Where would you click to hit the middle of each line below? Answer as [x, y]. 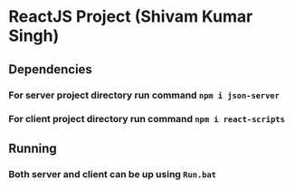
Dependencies [50, 69]
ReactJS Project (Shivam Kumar [131, 17]
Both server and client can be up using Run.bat [113, 174]
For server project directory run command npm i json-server [144, 95]
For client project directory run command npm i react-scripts [147, 119]
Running [33, 148]
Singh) [34, 36]
